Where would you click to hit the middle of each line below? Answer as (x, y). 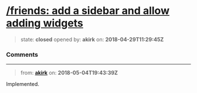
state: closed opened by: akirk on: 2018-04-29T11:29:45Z (92, 39)
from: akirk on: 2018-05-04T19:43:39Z (69, 73)
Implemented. (23, 84)
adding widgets (45, 23)
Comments (22, 54)
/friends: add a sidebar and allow (88, 11)
